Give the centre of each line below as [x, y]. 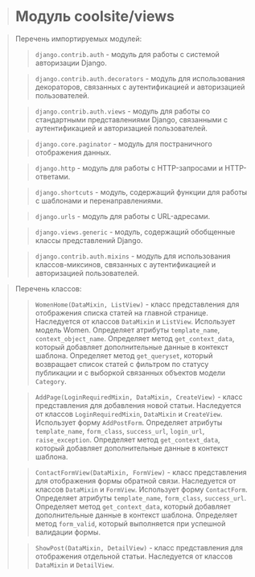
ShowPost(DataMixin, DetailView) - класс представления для [139, 547]
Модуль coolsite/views [95, 16]
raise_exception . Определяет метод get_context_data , [127, 439]
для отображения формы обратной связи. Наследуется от [136, 480]
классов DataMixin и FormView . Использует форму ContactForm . [141, 489]
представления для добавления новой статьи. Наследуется [138, 405]
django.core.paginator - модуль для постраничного [123, 143]
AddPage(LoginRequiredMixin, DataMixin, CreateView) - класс [139, 397]
